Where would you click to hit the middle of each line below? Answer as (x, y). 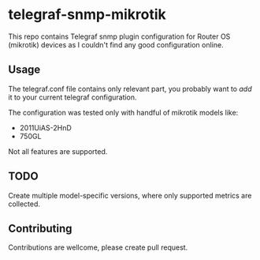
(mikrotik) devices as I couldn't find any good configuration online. (116, 44)
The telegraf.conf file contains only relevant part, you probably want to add (130, 89)
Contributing (40, 228)
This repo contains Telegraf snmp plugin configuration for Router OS (119, 36)
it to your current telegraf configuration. (72, 97)
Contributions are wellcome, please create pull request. (98, 247)
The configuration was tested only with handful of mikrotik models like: (123, 112)
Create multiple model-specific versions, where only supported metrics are (130, 195)
